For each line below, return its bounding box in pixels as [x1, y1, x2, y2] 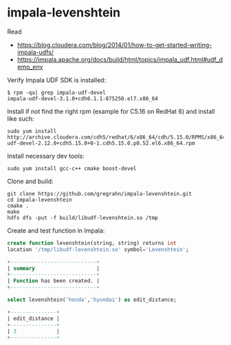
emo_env [16, 62, 43, 71]
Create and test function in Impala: [7, 226, 105, 235]
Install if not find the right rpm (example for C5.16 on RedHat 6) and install [7, 107, 215, 115]
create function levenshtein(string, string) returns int [7, 239, 177, 246]
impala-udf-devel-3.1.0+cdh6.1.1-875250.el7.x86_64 [7, 95, 158, 102]
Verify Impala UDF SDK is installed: [7, 75, 107, 84]
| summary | [7, 265, 100, 272]
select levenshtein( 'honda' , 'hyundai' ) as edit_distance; [7, 296, 177, 303]
